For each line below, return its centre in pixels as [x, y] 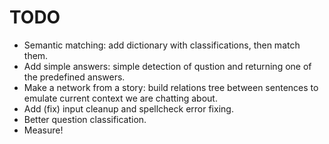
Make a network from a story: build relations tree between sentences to [171, 87]
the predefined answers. [74, 77]
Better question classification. [85, 119]
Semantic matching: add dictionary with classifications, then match [162, 45]
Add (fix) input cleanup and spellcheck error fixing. [128, 108]
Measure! [43, 130]
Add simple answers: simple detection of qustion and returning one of [167, 66]
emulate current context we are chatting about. [120, 98]
